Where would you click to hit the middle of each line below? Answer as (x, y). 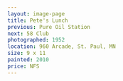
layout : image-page (36, 14)
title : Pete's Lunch (38, 20)
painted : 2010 (28, 60)
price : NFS (23, 66)
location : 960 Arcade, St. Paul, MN (61, 46)
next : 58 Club (28, 33)
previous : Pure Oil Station (49, 27)
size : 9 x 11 (27, 54)
